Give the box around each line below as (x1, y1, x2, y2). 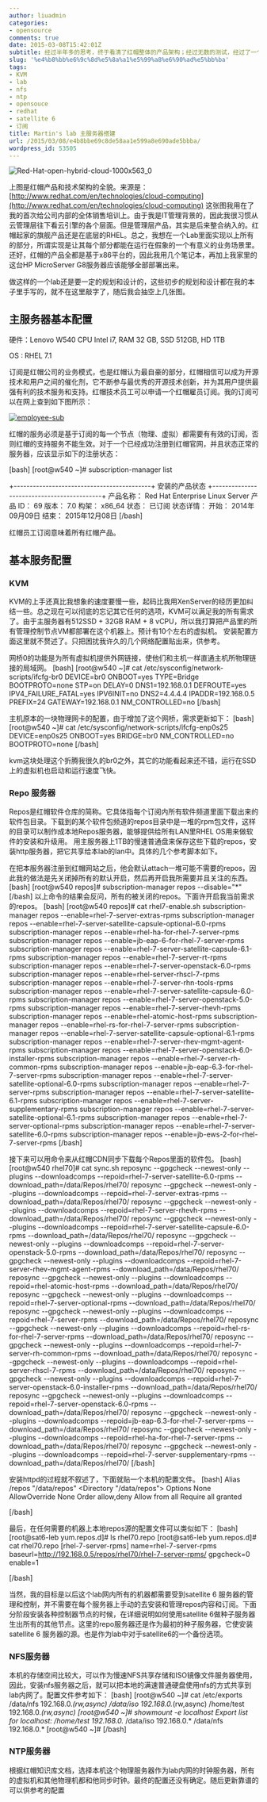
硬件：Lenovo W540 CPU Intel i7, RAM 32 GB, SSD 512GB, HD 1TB (9, 335, 225, 345)
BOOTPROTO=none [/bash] (9, 739, 99, 749)
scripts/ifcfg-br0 (9, 672, 63, 681)
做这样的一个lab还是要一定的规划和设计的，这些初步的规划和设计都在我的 (9, 277, 248, 286)
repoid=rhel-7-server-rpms (9, 1315, 98, 1325)
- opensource (9, 26, 52, 34)
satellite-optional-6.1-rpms (9, 1113, 96, 1122)
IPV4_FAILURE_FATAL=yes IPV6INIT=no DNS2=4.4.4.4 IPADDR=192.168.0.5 (9, 688, 255, 698)
